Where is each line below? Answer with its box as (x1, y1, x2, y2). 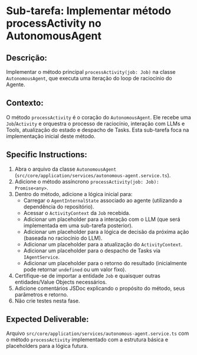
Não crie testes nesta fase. (14, 297, 81, 304)
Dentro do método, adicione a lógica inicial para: (14, 190, 133, 197)
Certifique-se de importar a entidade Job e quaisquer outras (14, 272, 160, 279)
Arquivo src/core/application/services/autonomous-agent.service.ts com (6, 330, 189, 337)
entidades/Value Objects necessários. (14, 278, 107, 285)
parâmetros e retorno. (14, 291, 68, 298)
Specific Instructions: (6, 149, 87, 160)
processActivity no (6, 17, 101, 30)
